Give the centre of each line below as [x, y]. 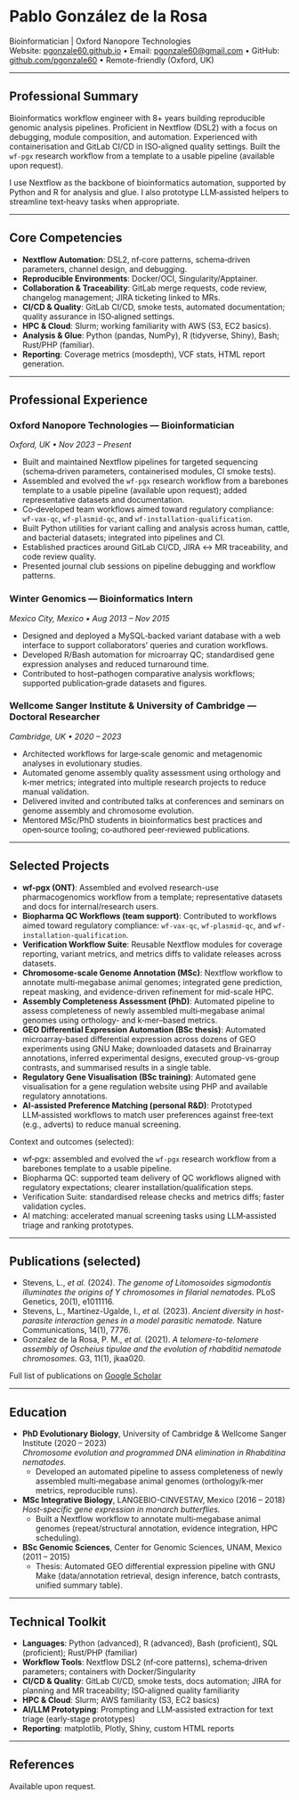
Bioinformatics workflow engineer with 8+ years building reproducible [137, 118]
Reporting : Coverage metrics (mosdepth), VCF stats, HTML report [143, 354]
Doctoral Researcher [55, 717]
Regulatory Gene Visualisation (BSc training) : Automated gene [139, 1077]
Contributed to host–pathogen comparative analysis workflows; [138, 673]
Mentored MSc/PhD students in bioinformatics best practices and [142, 820]
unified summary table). [79, 1585]
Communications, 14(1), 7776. [76, 1330]
